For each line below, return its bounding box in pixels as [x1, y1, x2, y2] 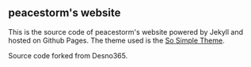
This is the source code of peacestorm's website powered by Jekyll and [8, 27, 244, 36]
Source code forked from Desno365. [8, 50, 128, 60]
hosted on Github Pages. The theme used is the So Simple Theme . [8, 35, 225, 45]
